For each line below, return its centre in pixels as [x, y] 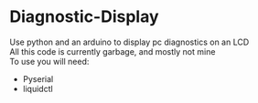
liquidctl [38, 88]
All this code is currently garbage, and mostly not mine [113, 51]
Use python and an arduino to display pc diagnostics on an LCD [129, 42]
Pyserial [38, 78]
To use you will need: [49, 61]
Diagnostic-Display [84, 17]
